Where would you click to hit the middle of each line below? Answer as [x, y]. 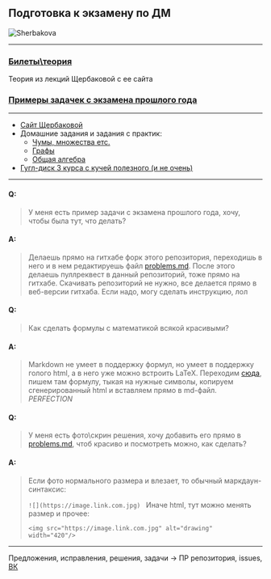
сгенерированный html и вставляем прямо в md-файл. [123, 391]
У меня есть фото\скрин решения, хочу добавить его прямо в [135, 435]
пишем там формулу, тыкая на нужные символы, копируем [131, 382]
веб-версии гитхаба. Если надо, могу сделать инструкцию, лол [138, 291]
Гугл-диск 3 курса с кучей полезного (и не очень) [106, 168]
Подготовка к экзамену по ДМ [90, 13]
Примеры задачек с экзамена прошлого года [103, 100]
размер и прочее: [59, 513]
